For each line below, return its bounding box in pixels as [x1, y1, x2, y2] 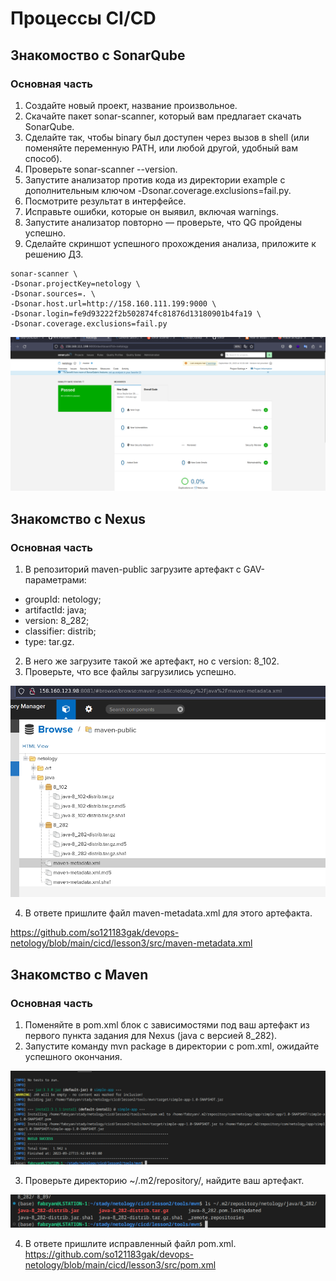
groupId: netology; [24, 593, 102, 606]
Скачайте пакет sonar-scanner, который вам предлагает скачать [24, 110, 302, 122]
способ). [24, 152, 63, 164]
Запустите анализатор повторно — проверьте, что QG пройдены [24, 216, 303, 228]
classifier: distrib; [24, 625, 97, 637]
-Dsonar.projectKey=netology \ [10, 278, 141, 289]
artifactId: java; [24, 604, 87, 616]
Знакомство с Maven [10, 966, 149, 983]
